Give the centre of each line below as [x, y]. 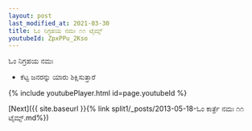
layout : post [30, 16]
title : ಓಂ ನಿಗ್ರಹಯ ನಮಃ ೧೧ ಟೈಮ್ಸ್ [56, 31]
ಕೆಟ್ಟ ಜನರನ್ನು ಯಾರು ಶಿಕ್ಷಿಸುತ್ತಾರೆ [58, 77]
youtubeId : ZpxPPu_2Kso [48, 38]
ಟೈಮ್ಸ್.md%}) [29, 118]
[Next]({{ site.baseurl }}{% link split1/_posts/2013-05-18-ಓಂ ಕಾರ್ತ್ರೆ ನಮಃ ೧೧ [126, 108]
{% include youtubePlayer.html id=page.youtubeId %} [98, 93]
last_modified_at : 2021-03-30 [59, 23]
